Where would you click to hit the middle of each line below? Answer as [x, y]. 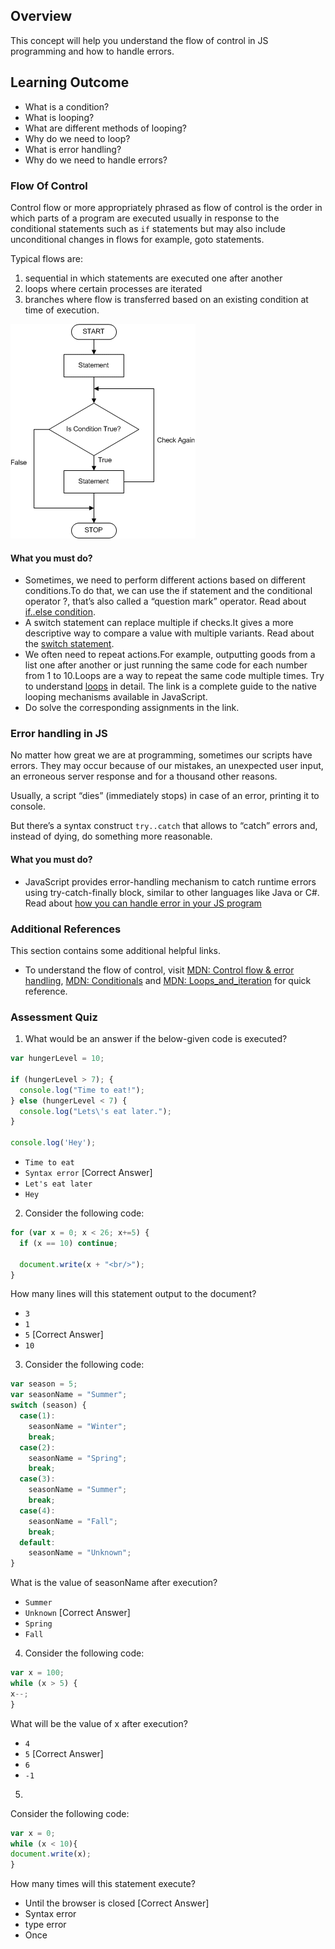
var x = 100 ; [37, 1673]
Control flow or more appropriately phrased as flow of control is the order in [166, 207]
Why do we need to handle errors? [96, 160]
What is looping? [59, 117]
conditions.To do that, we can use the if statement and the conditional [168, 591]
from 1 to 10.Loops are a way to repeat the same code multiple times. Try [174, 676]
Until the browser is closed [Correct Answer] [117, 1903]
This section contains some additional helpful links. [116, 950]
